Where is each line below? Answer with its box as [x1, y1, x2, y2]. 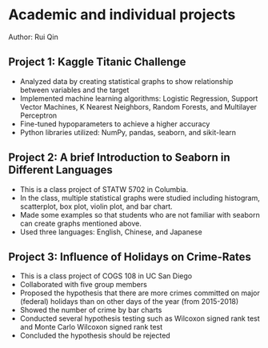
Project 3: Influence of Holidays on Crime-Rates [8, 250, 252, 263]
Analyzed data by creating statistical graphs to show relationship [19, 76, 234, 86]
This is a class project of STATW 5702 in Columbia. [19, 184, 189, 194]
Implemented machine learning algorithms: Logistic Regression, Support [19, 94, 258, 103]
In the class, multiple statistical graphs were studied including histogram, [19, 193, 260, 202]
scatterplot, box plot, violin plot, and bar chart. [19, 202, 174, 211]
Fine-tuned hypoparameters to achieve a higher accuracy [19, 118, 210, 129]
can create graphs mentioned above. [19, 218, 142, 228]
